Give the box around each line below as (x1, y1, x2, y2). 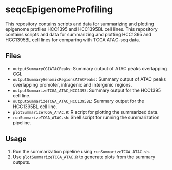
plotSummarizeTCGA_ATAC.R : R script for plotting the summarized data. (12, 109, 159, 115)
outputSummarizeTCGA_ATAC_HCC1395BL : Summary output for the (12, 98, 145, 104)
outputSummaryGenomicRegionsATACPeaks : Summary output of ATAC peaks (12, 76, 166, 82)
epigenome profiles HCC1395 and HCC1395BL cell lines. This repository (5, 26, 158, 32)
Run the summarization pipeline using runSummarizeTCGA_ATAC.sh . (12, 148, 150, 154)
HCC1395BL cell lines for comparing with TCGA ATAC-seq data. (5, 37, 140, 43)
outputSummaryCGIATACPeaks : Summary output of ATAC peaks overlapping (12, 65, 167, 71)
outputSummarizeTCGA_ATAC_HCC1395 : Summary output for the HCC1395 (12, 87, 161, 93)
